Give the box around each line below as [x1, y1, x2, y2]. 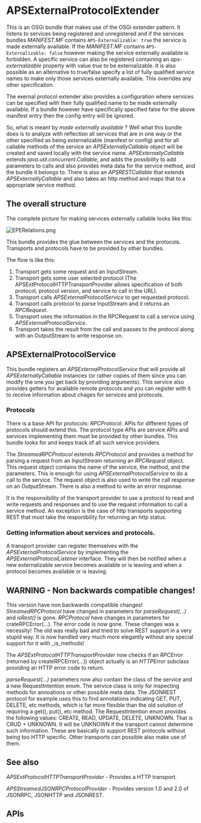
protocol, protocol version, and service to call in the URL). [14, 287, 158, 294]
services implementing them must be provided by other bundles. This [6, 432, 178, 440]
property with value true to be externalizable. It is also [43, 61, 176, 69]
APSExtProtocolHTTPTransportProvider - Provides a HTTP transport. [6, 773, 177, 780]
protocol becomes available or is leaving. [6, 568, 108, 575]
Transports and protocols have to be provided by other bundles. [6, 245, 164, 252]
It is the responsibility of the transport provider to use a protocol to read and [6, 494, 194, 501]
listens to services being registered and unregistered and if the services [6, 30, 184, 37]
